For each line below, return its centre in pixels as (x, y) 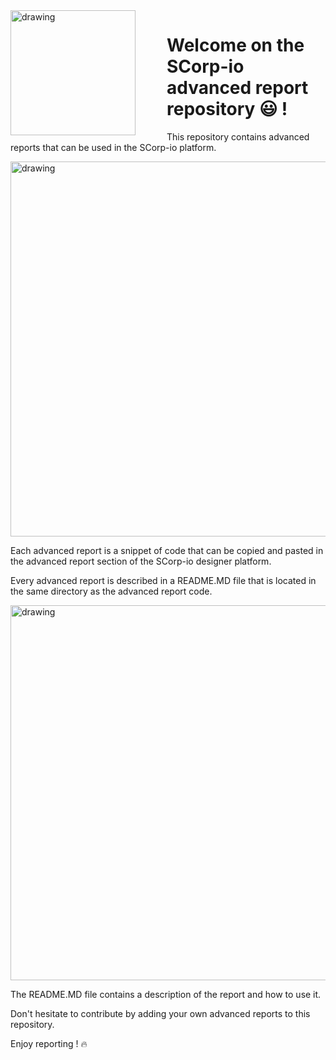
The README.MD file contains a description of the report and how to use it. (166, 994)
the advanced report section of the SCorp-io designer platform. (141, 561)
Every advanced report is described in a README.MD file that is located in (163, 580)
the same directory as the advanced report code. (111, 591)
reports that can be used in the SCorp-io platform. (113, 147)
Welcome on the (235, 45)
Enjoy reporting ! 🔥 (49, 1043)
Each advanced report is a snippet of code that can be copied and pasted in (167, 550)
